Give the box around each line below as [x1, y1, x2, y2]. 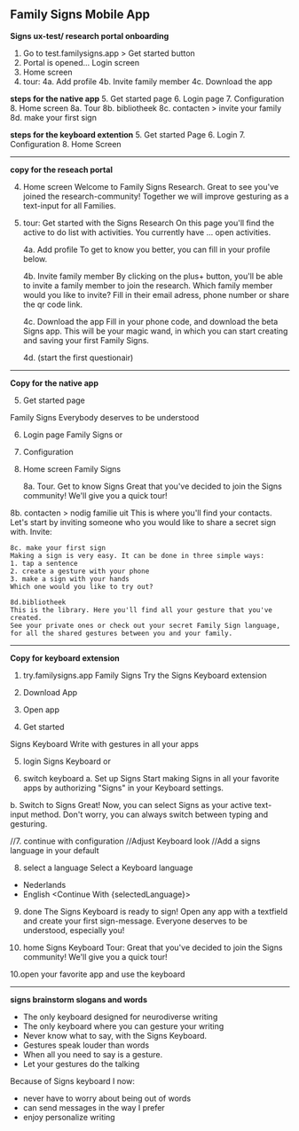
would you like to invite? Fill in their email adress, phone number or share [22, 289, 289, 300]
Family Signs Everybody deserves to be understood [10, 412, 200, 422]
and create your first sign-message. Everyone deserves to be [22, 915, 248, 926]
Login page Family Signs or [22, 429, 123, 440]
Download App [22, 687, 78, 697]
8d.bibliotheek [10, 598, 67, 607]
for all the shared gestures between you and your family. [10, 629, 233, 638]
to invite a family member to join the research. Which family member [22, 279, 273, 291]
